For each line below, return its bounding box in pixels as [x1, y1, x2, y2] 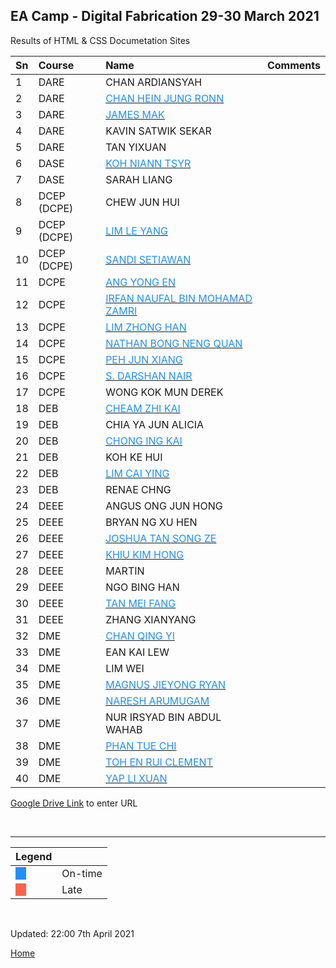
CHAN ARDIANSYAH [105, 75, 203, 89]
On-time [61, 866, 103, 880]
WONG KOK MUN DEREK [105, 385, 224, 399]
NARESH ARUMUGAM [105, 694, 210, 708]
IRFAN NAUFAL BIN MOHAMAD [105, 291, 253, 305]
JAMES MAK [105, 107, 165, 121]
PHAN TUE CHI [105, 739, 177, 753]
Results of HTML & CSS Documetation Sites [10, 34, 191, 46]
